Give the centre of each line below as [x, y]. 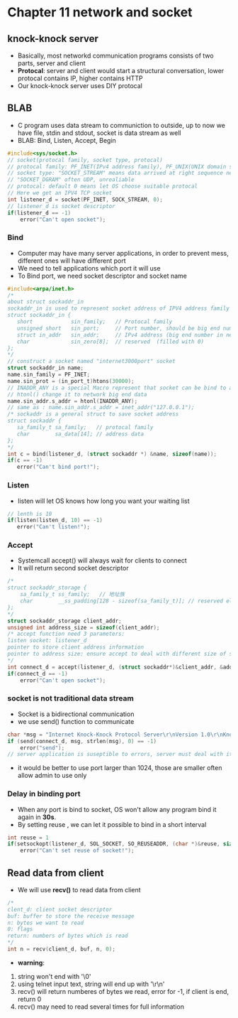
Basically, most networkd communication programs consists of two [115, 55]
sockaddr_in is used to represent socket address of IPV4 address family [119, 309]
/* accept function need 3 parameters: [66, 634]
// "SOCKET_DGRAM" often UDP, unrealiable [71, 180]
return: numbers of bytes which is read [68, 936]
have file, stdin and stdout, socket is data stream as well [99, 133]
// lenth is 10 [30, 514]
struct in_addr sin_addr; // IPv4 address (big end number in [120, 335]
